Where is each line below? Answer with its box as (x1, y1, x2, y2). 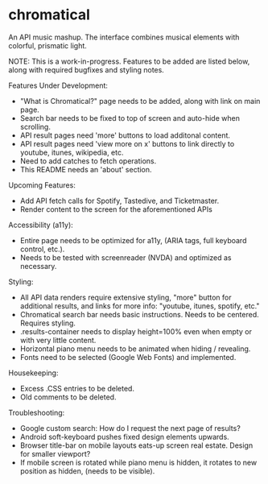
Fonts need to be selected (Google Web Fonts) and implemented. (19, 352, 237, 362)
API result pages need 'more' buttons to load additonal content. (19, 130, 231, 140)
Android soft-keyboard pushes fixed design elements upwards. (19, 432, 229, 441)
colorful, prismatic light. (8, 40, 87, 50)
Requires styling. (19, 318, 76, 328)
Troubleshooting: (8, 407, 65, 417)
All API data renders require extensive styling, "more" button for (19, 292, 232, 302)
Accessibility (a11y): (8, 220, 74, 230)
